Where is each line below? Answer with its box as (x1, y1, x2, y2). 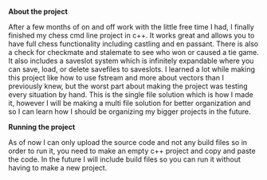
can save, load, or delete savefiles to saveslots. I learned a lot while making (8, 65, 256, 74)
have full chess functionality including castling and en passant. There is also (8, 39, 259, 49)
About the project (8, 7, 68, 16)
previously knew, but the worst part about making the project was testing (8, 81, 249, 91)
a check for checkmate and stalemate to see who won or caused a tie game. (8, 48, 259, 57)
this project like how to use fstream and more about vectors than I (8, 73, 225, 82)
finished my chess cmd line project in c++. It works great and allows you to (8, 31, 255, 40)
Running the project (8, 123, 76, 131)
